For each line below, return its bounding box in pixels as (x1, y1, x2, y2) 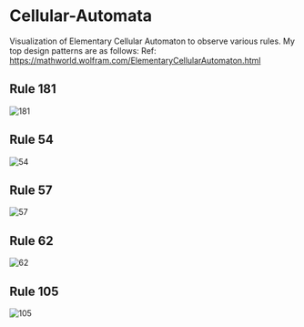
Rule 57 (9, 182, 53, 198)
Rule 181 (9, 81, 56, 97)
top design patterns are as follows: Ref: (9, 45, 157, 56)
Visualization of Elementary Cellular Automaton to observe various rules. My (9, 36, 296, 46)
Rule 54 (9, 132, 55, 148)
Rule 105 (9, 283, 59, 299)
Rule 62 (9, 233, 54, 249)
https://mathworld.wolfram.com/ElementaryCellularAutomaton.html (9, 55, 261, 66)
